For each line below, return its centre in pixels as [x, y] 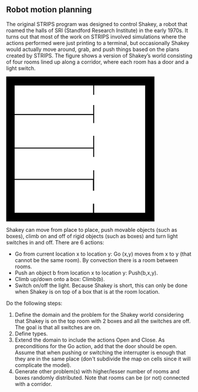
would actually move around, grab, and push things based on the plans [93, 49]
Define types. [31, 334]
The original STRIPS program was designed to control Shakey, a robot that [97, 24]
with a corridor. [33, 384]
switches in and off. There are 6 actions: [55, 243]
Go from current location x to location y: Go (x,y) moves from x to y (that [103, 254]
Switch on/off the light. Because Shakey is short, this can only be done [101, 286]
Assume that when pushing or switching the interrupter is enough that [100, 353]
